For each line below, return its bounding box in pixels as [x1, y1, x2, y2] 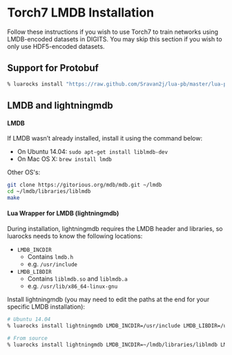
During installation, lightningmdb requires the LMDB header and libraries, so [7, 225, 223, 233]
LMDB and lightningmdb [7, 100, 114, 112]
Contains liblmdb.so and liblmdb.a [27, 274, 128, 283]
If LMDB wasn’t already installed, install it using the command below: [7, 134, 202, 143]
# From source [7, 334, 48, 342]
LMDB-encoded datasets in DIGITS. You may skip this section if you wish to [7, 34, 222, 43]
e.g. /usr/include [27, 260, 78, 268]
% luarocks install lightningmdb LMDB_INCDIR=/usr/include [7, 322, 181, 329]
